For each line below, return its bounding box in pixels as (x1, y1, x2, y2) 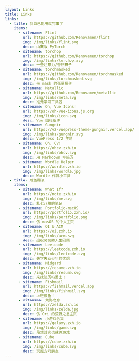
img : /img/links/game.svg (23, 325, 77, 330)
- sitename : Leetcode (18, 242, 64, 247)
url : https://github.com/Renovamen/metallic (23, 90, 117, 95)
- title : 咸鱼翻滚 (9, 178, 45, 183)
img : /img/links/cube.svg (23, 344, 77, 349)
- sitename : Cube (18, 335, 55, 340)
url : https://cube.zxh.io (23, 339, 77, 344)
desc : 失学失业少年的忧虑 (23, 256, 70, 261)
